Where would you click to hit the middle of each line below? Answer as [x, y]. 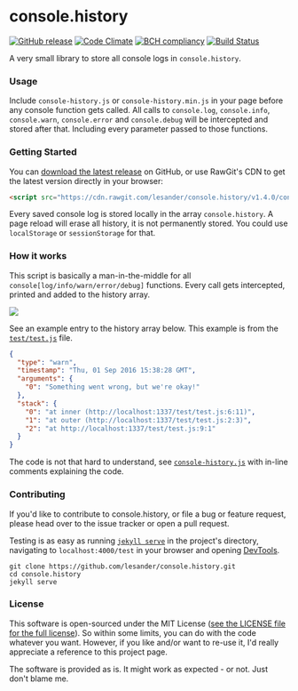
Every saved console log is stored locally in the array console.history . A [141, 214]
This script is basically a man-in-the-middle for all [100, 275]
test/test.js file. [41, 337]
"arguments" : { [45, 379]
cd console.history [45, 574]
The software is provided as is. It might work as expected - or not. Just [139, 669]
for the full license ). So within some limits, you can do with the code [133, 632]
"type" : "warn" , [47, 362]
